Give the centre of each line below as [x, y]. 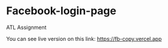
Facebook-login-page [61, 11]
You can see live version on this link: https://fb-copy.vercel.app [84, 39]
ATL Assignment [26, 27]
